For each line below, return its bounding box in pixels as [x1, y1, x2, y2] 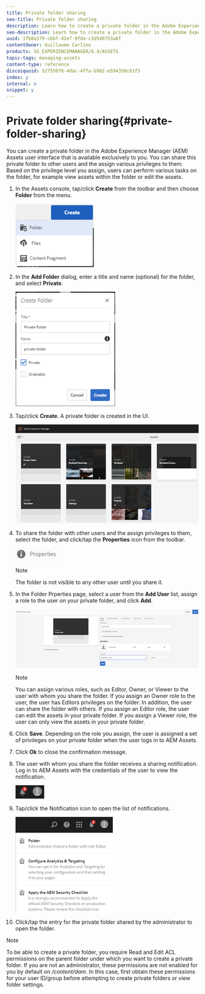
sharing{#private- [79, 114, 173, 128]
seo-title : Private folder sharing [6, 16, 97, 23]
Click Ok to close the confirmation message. [15, 748, 127, 756]
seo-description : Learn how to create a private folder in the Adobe [6, 29, 187, 35]
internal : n [6, 81, 37, 87]
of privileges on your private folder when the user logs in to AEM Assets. [15, 736, 198, 744]
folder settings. [6, 981, 45, 989]
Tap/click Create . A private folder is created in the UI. [15, 412, 149, 420]
